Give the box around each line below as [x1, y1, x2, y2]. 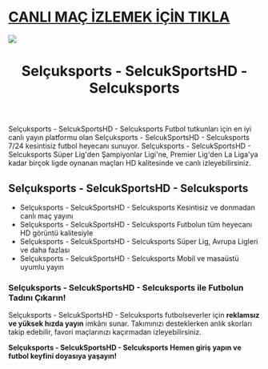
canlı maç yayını [19, 211, 74, 220]
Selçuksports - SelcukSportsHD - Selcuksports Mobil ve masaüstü [19, 253, 239, 263]
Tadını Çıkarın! [8, 292, 66, 303]
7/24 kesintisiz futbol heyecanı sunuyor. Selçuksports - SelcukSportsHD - [8, 141, 251, 151]
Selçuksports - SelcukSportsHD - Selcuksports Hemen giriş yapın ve [8, 343, 242, 352]
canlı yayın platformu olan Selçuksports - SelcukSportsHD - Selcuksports [8, 133, 250, 142]
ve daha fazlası [19, 245, 70, 255]
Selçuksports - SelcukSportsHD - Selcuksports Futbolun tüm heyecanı [19, 219, 253, 229]
